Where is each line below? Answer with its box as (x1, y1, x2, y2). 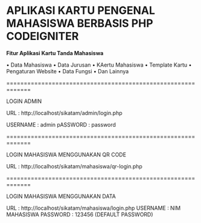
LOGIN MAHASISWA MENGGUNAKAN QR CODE (6, 151, 127, 158)
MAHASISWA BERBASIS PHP (6, 16, 153, 30)
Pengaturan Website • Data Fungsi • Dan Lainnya (6, 67, 129, 75)
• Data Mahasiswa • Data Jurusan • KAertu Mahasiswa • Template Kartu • (6, 61, 192, 68)
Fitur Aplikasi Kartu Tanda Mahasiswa (6, 49, 104, 56)
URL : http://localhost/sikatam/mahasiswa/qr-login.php (6, 162, 143, 170)
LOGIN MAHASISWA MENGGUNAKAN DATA (6, 192, 116, 200)
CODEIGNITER (6, 30, 79, 43)
